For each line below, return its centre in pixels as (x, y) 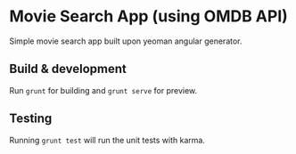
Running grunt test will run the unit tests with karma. (107, 140)
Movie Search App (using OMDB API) (148, 16)
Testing (31, 119)
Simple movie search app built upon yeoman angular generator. (126, 41)
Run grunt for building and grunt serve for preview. (103, 90)
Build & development (68, 69)
